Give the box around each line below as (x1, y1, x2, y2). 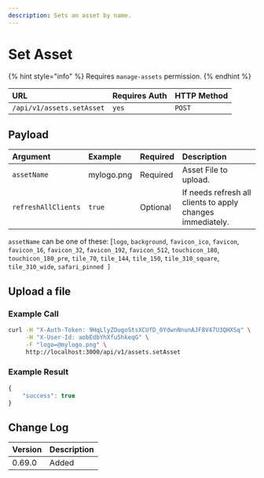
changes (181, 207, 214, 218)
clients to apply (181, 197, 239, 208)
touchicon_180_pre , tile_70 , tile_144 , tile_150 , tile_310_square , (8, 253, 220, 263)
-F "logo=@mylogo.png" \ (25, 340, 108, 348)
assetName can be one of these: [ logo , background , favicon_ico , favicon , (8, 237, 240, 246)
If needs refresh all (181, 187, 251, 198)
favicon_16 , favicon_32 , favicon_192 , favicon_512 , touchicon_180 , (8, 245, 220, 255)
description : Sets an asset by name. (8, 11, 132, 20)
